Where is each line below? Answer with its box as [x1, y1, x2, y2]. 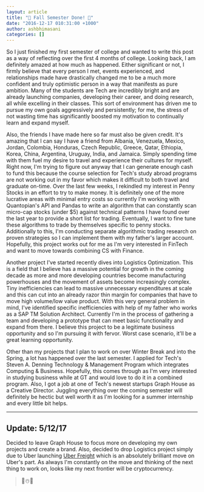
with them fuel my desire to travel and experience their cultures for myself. [6, 157, 193, 164]
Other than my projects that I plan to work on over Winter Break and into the [6, 348, 196, 355]
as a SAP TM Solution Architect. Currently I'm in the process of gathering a [6, 310, 194, 318]
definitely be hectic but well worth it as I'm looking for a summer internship [6, 393, 193, 401]
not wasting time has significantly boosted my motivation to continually [6, 113, 184, 120]
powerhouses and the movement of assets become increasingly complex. [6, 278, 191, 285]
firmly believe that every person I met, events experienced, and [6, 67, 165, 75]
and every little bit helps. [6, 400, 68, 407]
